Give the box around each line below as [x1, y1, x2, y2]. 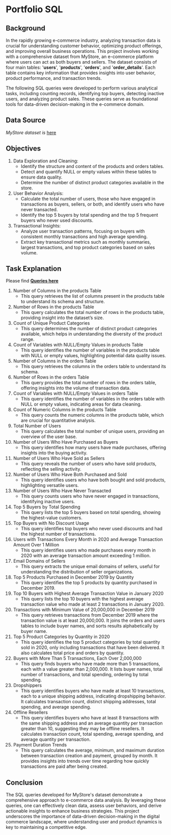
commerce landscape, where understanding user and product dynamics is [6, 819, 162, 825]
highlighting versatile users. [20, 482, 79, 488]
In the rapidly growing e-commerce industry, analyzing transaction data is [6, 37, 161, 43]
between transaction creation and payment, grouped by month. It [20, 753, 158, 759]
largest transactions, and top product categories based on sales [20, 244, 155, 250]
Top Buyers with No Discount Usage [13, 520, 90, 526]
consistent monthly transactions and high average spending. [20, 233, 148, 240]
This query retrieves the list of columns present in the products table [20, 293, 165, 299]
